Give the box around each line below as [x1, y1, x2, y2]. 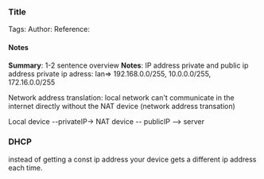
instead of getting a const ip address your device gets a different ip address [8, 154, 257, 164]
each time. [8, 162, 43, 173]
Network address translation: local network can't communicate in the [8, 92, 235, 102]
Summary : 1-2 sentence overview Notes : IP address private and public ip [8, 60, 249, 70]
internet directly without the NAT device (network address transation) [8, 101, 236, 111]
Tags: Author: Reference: [8, 25, 90, 34]
